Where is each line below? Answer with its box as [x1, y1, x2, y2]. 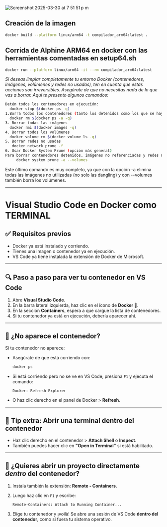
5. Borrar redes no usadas [5, 139, 61, 144]
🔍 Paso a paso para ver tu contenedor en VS [5, 273, 146, 282]
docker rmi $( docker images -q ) [9, 125, 77, 130]
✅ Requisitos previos [5, 230, 71, 238]
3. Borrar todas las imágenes [5, 120, 68, 125]
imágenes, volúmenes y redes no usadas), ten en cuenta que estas [5, 81, 143, 87]
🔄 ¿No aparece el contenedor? [5, 332, 101, 340]
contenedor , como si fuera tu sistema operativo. [12, 516, 112, 522]
